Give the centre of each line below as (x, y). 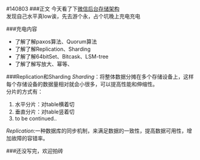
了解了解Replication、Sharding (53, 49)
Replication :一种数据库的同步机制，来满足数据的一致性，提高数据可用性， (96, 131)
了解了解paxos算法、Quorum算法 (56, 41)
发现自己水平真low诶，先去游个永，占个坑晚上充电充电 (73, 16)
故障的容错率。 (30, 138)
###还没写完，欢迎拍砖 (35, 151)
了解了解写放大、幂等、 (44, 64)
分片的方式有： (24, 92)
